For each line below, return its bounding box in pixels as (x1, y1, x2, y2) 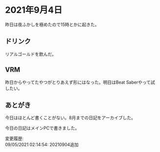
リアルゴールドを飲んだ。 (5, 51, 57, 57)
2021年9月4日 (5, 4, 62, 16)
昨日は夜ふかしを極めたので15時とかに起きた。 (5, 22, 99, 27)
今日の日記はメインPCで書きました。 (5, 125, 80, 131)
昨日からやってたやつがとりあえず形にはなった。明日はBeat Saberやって (5, 79, 151, 85)
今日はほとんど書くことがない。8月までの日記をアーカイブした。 (5, 115, 136, 121)
